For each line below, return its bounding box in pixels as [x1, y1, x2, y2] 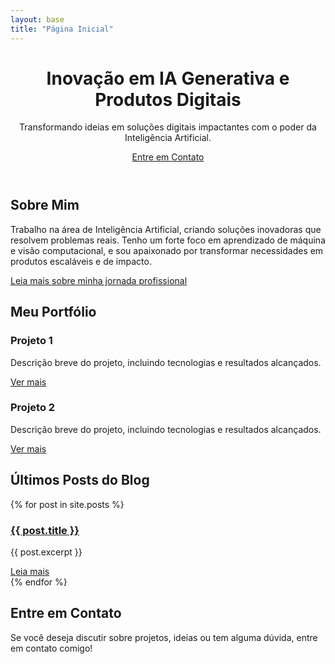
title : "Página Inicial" [10, 24, 114, 34]
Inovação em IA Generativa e [46, 67, 290, 90]
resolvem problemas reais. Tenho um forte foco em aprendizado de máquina [10, 234, 326, 246]
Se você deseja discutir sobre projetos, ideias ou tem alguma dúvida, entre [10, 631, 318, 643]
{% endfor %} [10, 576, 68, 588]
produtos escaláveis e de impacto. [10, 255, 152, 267]
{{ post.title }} [10, 523, 80, 537]
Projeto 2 [10, 401, 56, 415]
